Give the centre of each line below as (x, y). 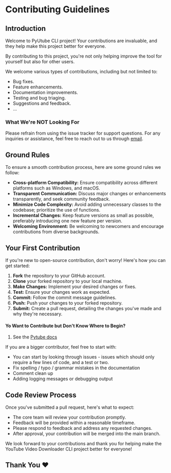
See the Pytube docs (35, 337)
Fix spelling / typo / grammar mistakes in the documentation (76, 368)
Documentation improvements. (45, 92)
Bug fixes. (23, 81)
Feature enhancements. (38, 87)
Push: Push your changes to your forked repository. (68, 303)
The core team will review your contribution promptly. (69, 417)
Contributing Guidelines (58, 10)
